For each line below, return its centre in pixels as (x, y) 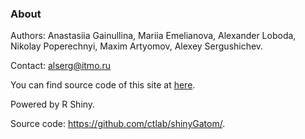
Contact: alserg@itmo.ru (61, 66)
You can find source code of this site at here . (103, 85)
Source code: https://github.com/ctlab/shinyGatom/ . (118, 124)
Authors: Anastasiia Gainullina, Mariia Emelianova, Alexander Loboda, (153, 36)
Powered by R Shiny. (53, 104)
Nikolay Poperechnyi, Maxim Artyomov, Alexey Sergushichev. (137, 46)
